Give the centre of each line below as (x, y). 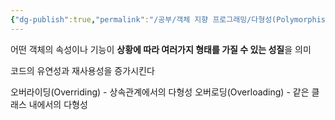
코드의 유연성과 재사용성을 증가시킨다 (82, 70)
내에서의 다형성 (58, 104)
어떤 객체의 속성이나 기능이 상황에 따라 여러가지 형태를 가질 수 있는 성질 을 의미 (161, 49)
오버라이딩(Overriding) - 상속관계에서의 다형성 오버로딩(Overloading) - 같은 (160, 92)
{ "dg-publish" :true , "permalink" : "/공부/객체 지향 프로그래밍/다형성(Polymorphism (170, 19)
